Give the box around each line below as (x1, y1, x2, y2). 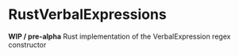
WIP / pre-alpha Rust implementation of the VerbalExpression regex (8, 32, 231, 41)
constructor (8, 39, 47, 49)
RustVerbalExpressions (8, 6, 167, 24)
